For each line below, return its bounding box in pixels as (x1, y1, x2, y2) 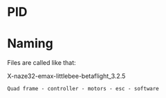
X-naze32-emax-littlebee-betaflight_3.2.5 (7, 72, 126, 80)
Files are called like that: (7, 59, 76, 67)
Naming (7, 36, 53, 52)
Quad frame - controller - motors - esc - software (7, 86, 159, 92)
